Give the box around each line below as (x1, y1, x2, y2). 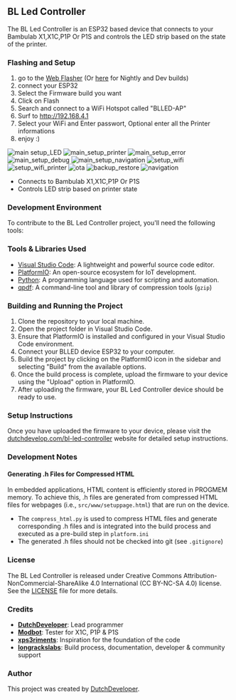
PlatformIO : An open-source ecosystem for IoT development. (17, 267, 197, 277)
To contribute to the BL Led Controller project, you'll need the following (7, 219, 215, 227)
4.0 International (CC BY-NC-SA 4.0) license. (90, 579, 222, 587)
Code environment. (17, 340, 75, 348)
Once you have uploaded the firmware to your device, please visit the (7, 427, 211, 436)
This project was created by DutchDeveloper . (7, 684, 140, 694)
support (17, 651, 41, 659)
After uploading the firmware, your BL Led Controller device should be (17, 385, 224, 393)
